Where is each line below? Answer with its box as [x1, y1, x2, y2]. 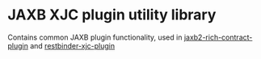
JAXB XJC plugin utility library [7, 6, 217, 24]
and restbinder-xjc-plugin [30, 40, 116, 50]
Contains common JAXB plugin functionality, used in [7, 32, 183, 42]
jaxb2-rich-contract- [183, 32, 253, 42]
